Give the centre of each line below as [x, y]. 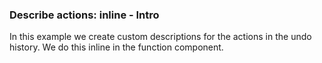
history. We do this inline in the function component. [116, 47]
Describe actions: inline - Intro [84, 15]
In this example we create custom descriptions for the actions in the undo [160, 37]
